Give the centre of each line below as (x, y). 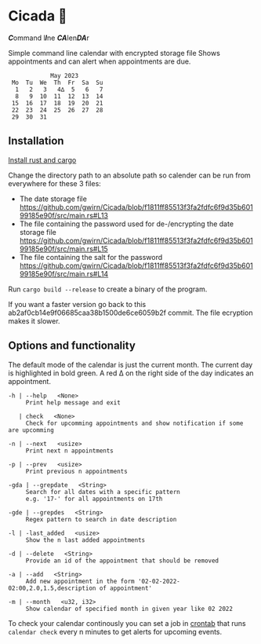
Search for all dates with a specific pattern (103, 492)
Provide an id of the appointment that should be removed (122, 561)
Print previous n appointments (76, 471)
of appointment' (126, 588)
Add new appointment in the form (80, 581)
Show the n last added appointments (85, 540)
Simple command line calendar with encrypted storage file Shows (114, 53)
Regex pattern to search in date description (101, 519)
